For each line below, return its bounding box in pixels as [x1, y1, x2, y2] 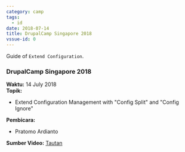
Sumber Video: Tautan [6, 140, 63, 147]
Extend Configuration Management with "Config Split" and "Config [14, 99, 179, 106]
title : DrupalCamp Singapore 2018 [6, 31, 92, 37]
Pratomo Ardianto [14, 128, 58, 135]
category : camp [6, 8, 44, 15]
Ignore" [14, 105, 34, 112]
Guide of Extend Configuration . [6, 53, 84, 59]
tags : [6, 14, 20, 20]
